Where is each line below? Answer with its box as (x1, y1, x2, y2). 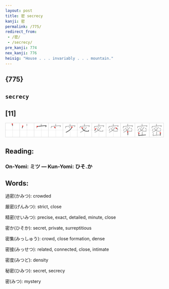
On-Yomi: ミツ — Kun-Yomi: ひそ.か (5, 163, 93, 170)
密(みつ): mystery (5, 278, 41, 284)
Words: (5, 179, 29, 187)
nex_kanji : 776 (5, 50, 37, 55)
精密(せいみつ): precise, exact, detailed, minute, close (5, 214, 116, 220)
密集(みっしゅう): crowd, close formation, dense (5, 235, 105, 241)
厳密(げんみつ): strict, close (5, 204, 62, 210)
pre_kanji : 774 (5, 45, 37, 50)
